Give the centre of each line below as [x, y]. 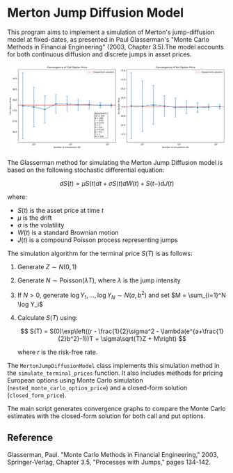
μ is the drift [34, 218]
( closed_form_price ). [37, 395]
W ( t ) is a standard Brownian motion [68, 233]
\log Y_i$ [30, 304]
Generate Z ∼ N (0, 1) [47, 267]
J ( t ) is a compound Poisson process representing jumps [98, 240]
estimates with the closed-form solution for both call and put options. [106, 416]
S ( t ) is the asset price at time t [61, 211]
